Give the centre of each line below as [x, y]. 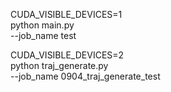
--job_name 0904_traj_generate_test [85, 76]
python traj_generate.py [59, 65]
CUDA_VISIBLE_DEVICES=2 [67, 55]
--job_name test [43, 35]
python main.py [42, 25]
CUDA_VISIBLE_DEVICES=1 [66, 14]
